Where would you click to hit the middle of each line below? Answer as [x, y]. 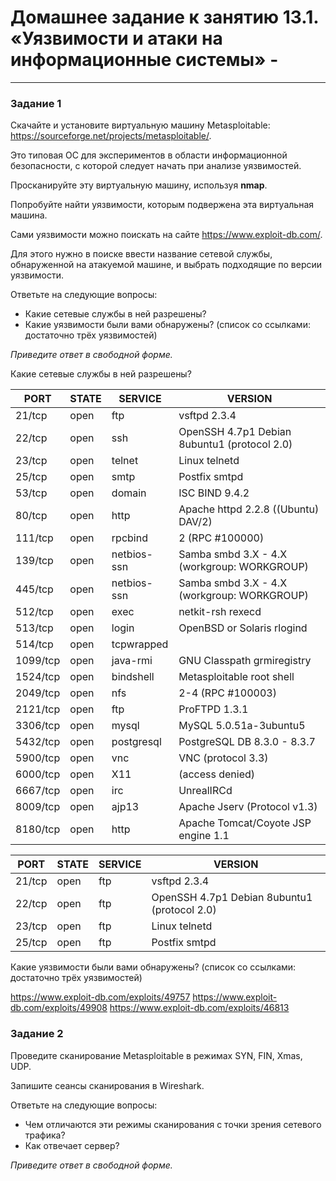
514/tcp [34, 644]
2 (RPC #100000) [221, 538]
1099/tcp [38, 661]
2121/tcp [38, 709]
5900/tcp [38, 758]
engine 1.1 [204, 836]
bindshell [133, 677]
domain [129, 493]
